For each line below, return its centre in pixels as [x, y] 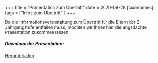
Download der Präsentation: [35, 43]
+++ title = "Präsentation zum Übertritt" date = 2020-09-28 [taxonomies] [79, 8]
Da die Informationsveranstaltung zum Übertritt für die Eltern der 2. [73, 22]
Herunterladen [20, 55]
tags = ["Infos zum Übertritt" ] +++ [40, 13]
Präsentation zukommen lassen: [38, 32]
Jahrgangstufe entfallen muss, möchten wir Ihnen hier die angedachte [76, 27]
